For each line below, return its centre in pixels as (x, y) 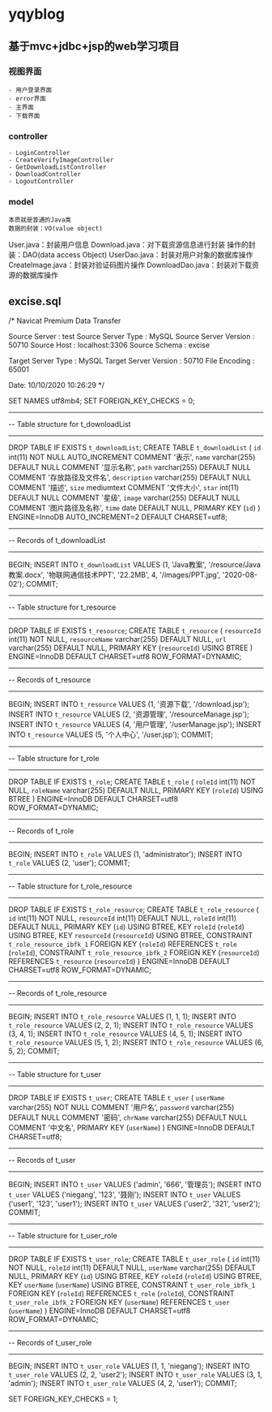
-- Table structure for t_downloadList (70, 424)
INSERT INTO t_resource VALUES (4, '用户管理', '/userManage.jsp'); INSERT (135, 725)
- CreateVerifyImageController (61, 160)
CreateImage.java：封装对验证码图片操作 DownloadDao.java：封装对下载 (130, 265)
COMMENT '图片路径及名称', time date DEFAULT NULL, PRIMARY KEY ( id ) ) (134, 508)
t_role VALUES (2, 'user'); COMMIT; (70, 863)
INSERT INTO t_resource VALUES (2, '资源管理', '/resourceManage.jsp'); (129, 714)
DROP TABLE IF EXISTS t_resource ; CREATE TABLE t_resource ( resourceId (135, 631)
